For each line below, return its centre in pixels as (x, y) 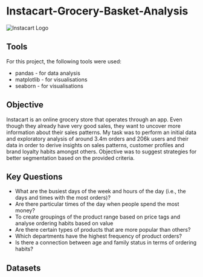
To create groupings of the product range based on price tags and (98, 217)
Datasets (24, 268)
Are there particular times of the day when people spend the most (97, 204)
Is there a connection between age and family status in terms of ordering (106, 243)
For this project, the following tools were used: (64, 61)
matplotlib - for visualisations (51, 79)
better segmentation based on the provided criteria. (70, 158)
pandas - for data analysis (47, 73)
